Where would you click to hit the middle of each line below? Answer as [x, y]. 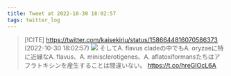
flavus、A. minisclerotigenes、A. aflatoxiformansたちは [135, 57]
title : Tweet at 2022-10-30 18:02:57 [62, 13]
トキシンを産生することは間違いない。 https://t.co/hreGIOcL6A [126, 65]
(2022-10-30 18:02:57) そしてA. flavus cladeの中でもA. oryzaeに [121, 48]
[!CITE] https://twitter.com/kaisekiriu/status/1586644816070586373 [121, 39]
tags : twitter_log [34, 20]
